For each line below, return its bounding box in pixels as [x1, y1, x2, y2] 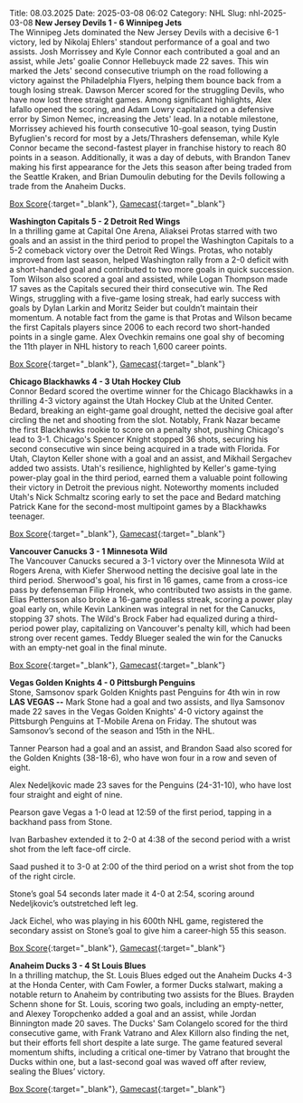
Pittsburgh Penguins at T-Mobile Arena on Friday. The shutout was [9, 715, 258, 726]
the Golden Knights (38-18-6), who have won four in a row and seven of [9, 753, 278, 763]
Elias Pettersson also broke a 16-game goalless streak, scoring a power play [9, 594, 293, 605]
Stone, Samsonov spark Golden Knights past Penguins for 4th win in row [9, 687, 280, 697]
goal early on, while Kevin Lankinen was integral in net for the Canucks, [9, 604, 276, 614]
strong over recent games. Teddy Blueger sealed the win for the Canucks [9, 633, 283, 643]
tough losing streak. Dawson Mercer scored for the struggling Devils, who [9, 85, 285, 95]
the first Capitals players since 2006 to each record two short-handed [9, 321, 270, 332]
